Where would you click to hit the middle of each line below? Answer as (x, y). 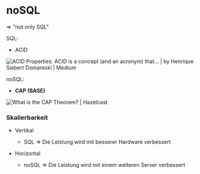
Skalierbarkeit (27, 118)
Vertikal (24, 131)
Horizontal (27, 154)
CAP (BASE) (30, 90)
